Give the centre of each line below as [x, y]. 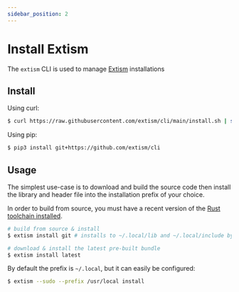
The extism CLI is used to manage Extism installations [86, 69]
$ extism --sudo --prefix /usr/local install [76, 281]
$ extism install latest [44, 255]
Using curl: [23, 108]
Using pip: [22, 135]
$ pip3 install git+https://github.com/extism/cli [84, 148]
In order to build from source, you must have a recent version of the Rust [114, 208]
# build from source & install [54, 229]
